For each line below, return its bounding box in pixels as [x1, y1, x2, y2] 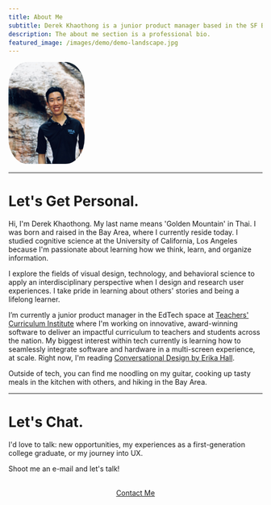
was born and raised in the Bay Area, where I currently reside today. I [8, 227, 239, 237]
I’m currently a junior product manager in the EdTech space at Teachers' [8, 310, 249, 319]
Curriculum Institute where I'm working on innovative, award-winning [8, 319, 238, 328]
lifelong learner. [8, 294, 60, 304]
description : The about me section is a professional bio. [8, 30, 211, 38]
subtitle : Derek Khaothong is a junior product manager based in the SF [8, 21, 258, 30]
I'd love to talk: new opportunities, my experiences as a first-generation [8, 440, 246, 449]
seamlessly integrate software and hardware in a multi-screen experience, [8, 344, 256, 354]
